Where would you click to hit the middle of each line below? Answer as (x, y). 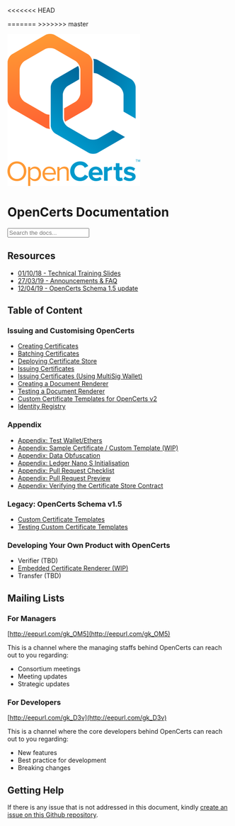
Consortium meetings (49, 669)
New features (38, 753)
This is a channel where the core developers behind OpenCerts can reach (115, 732)
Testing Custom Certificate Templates (73, 527)
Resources (31, 256)
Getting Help (36, 790)
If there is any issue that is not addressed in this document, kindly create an (117, 808)
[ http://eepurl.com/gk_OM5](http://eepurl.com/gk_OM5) (89, 634)
